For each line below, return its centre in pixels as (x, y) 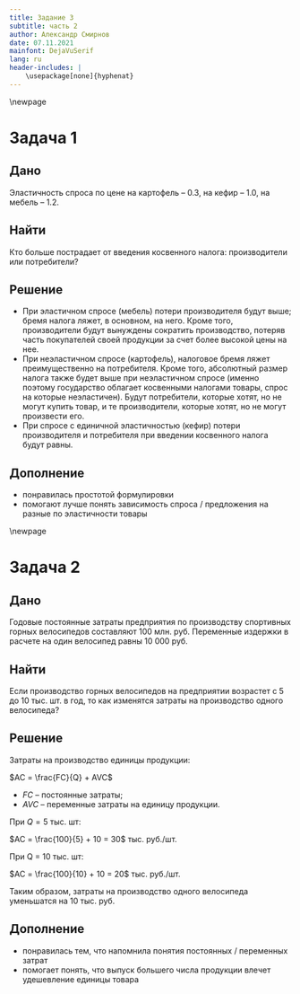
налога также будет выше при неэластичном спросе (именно (141, 378)
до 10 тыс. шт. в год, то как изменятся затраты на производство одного (146, 700)
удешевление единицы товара (81, 979)
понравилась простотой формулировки (98, 495)
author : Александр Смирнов (60, 34)
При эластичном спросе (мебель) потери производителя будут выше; (157, 312)
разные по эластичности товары (85, 514)
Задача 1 (43, 138)
